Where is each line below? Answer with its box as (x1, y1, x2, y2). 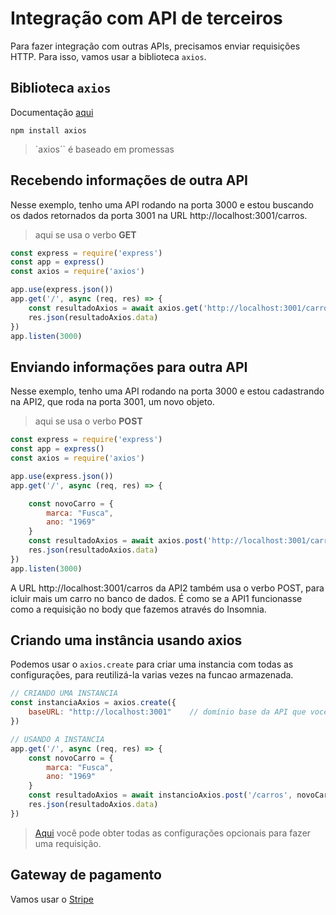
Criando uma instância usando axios (10, 632, 243, 649)
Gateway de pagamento (10, 867, 162, 884)
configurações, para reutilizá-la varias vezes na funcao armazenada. (10, 669, 294, 681)
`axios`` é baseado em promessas (34, 143, 175, 155)
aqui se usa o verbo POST (34, 415, 143, 427)
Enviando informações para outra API (10, 358, 248, 376)
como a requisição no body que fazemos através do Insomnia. (10, 603, 267, 615)
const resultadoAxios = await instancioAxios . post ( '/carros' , (28, 790, 293, 801)
